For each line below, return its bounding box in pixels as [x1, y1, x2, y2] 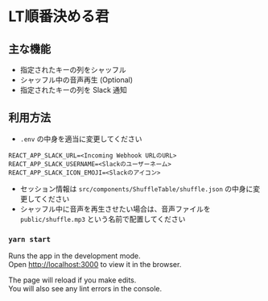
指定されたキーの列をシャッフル [19, 65, 126, 74]
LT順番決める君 [8, 7, 109, 26]
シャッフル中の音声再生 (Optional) [19, 75, 134, 85]
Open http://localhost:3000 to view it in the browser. [8, 260, 182, 270]
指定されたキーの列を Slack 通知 [19, 86, 127, 94]
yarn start [8, 235, 51, 244]
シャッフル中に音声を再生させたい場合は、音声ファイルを [19, 203, 211, 214]
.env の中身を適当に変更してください [19, 134, 142, 144]
